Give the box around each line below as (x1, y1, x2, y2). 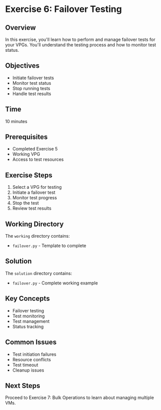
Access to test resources (12, 156, 64, 162)
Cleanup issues (12, 367, 44, 373)
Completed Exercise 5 (12, 146, 58, 152)
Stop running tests (12, 85, 51, 91)
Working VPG (12, 151, 40, 157)
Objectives (5, 61, 40, 70)
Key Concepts (5, 294, 50, 303)
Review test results (12, 205, 51, 211)
